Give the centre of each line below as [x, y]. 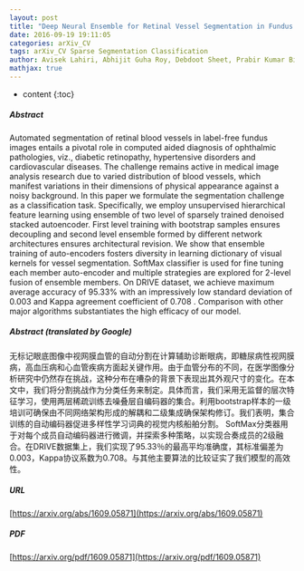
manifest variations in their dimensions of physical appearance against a [144, 186]
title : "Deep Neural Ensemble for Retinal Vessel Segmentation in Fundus [152, 26]
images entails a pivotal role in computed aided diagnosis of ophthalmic [143, 147]
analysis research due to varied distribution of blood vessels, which [135, 176]
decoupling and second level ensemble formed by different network [136, 234]
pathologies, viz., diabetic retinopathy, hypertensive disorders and [133, 157]
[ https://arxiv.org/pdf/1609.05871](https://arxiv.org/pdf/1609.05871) [135, 556]
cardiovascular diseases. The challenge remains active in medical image [144, 166]
